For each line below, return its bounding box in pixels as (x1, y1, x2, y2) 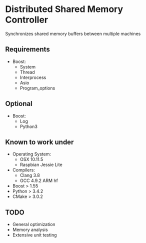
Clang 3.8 (19, 172, 40, 178)
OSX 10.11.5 (19, 156, 43, 162)
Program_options (19, 85, 55, 91)
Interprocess (19, 74, 46, 80)
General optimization (12, 221, 56, 227)
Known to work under (5, 137, 74, 146)
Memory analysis (12, 226, 48, 233)
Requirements (5, 45, 50, 53)
